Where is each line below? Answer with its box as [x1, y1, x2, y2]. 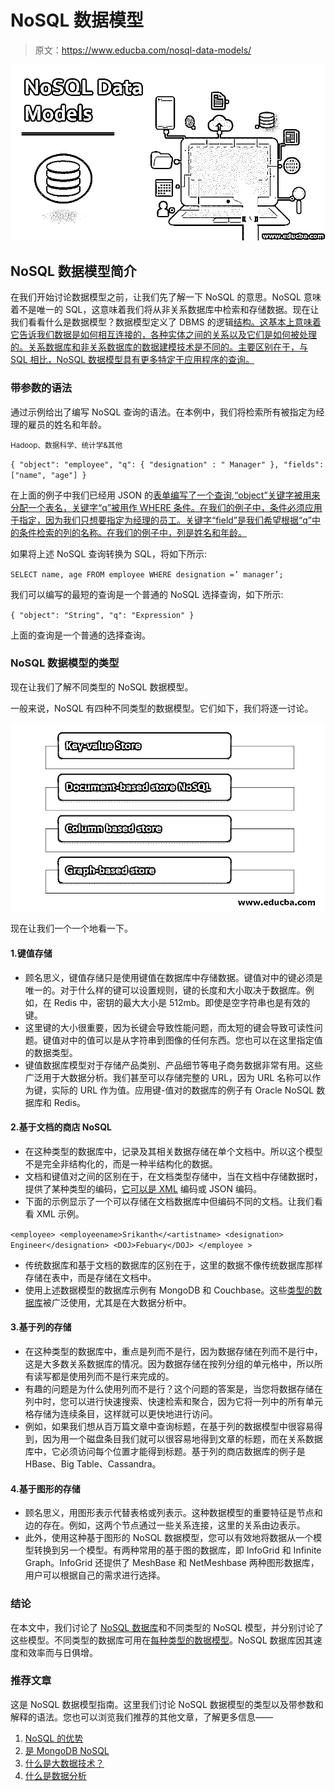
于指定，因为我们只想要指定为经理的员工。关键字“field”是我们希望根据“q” [10, 514, 312, 526]
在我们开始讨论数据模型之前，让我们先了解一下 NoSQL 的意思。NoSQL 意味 [10, 291, 322, 303]
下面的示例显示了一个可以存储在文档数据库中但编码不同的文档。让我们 [24, 1195, 315, 1207]
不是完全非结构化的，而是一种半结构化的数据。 [24, 1157, 218, 1170]
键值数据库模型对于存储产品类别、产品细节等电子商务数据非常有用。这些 [24, 1059, 323, 1071]
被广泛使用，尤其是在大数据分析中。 [42, 1296, 192, 1308]
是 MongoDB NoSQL [24, 1744, 110, 1756]
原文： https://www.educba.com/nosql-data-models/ [34, 44, 252, 56]
